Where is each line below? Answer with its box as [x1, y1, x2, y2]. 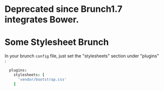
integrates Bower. [4, 14, 80, 25]
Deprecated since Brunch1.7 [4, 3, 123, 15]
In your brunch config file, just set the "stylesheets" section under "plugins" [4, 53, 159, 59]
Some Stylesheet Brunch [4, 37, 109, 48]
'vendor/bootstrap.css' [17, 77, 67, 82]
